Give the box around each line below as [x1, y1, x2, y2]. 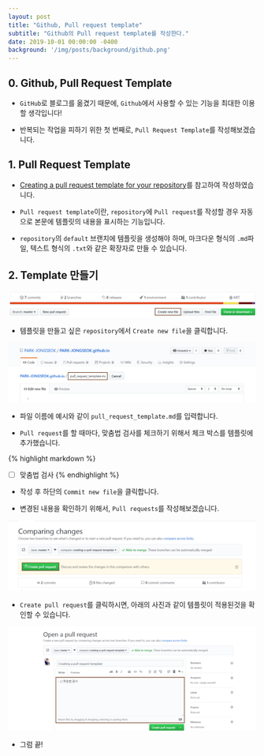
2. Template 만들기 [8, 269, 99, 282]
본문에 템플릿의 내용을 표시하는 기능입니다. [34, 216, 165, 226]
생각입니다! [28, 107, 63, 118]
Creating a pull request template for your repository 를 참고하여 [19, 180, 221, 190]
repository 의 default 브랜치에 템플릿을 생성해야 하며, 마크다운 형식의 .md [19, 233, 248, 243]
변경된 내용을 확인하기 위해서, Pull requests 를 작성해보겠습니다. [19, 503, 219, 513]
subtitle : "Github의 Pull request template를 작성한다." [8, 29, 189, 37]
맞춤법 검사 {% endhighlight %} [19, 470, 120, 480]
